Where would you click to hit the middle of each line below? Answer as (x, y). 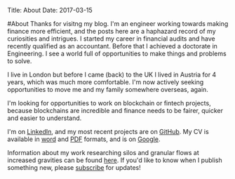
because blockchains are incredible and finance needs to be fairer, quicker (115, 111)
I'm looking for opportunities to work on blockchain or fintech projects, (109, 103)
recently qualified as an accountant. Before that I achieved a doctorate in (112, 46)
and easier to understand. (45, 118)
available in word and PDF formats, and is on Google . (84, 139)
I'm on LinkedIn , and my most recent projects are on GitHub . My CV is (108, 132)
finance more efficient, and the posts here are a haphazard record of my (112, 31)
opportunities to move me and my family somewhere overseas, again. (108, 89)
